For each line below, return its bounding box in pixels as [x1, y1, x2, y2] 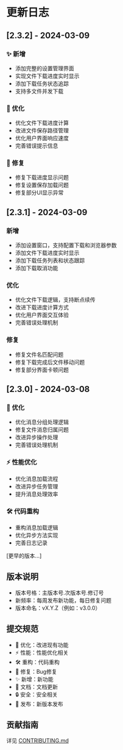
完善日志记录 [15, 539, 47, 546]
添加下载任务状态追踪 [15, 80, 69, 87]
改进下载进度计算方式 [15, 304, 69, 311]
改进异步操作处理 [15, 434, 58, 441]
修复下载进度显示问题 [15, 174, 69, 181]
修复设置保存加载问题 [15, 181, 69, 189]
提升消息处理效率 [15, 490, 58, 498]
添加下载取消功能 [15, 265, 58, 272]
